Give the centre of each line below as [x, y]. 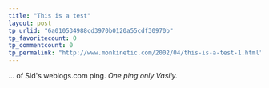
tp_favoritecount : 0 [43, 38]
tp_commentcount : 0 [41, 46]
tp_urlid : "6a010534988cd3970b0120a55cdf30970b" [91, 30]
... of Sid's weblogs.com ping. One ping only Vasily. [93, 76]
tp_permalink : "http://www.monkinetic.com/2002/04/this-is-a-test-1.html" [136, 53]
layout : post [30, 23]
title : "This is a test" [50, 16]
